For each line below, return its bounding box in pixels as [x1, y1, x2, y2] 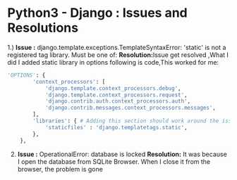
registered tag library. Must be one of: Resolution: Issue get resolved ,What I [7, 51, 229, 59]
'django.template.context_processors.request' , [44, 91, 188, 98]
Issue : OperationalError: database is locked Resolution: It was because [17, 150, 227, 158]
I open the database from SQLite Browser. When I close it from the [17, 157, 211, 166]
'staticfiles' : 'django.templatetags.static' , [44, 124, 188, 131]
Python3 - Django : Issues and [7, 5, 188, 21]
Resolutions [7, 20, 79, 36]
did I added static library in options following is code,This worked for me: [7, 58, 219, 66]
